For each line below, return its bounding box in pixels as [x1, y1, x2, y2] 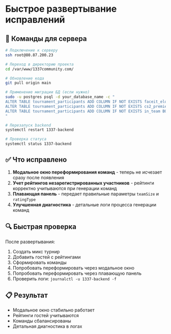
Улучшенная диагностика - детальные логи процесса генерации [12, 201, 157, 207]
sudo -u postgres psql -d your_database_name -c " [5, 94, 115, 100]
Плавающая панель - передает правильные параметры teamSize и [12, 190, 159, 197]
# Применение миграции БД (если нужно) [5, 90, 90, 95]
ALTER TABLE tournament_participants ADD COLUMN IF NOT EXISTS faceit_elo [5, 99, 167, 104]
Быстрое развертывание [5, 3, 117, 15]
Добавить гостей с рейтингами [12, 254, 81, 260]
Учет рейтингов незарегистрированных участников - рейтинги [12, 180, 154, 186]
